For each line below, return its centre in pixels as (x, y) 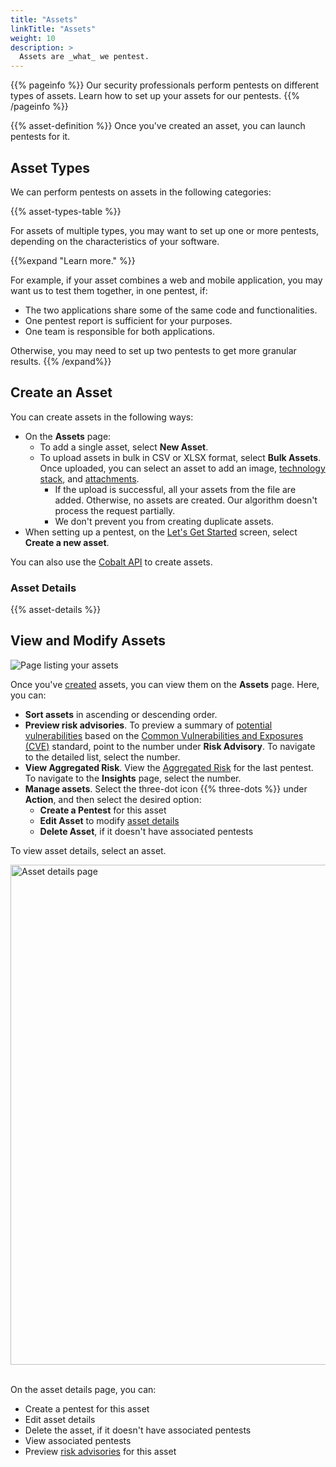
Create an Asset (61, 392)
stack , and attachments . (89, 478)
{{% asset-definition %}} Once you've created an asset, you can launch (158, 126)
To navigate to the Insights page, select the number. (133, 778)
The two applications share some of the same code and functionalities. (171, 310)
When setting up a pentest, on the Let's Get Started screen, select (161, 532)
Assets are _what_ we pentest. (84, 57)
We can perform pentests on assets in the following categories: (141, 192)
